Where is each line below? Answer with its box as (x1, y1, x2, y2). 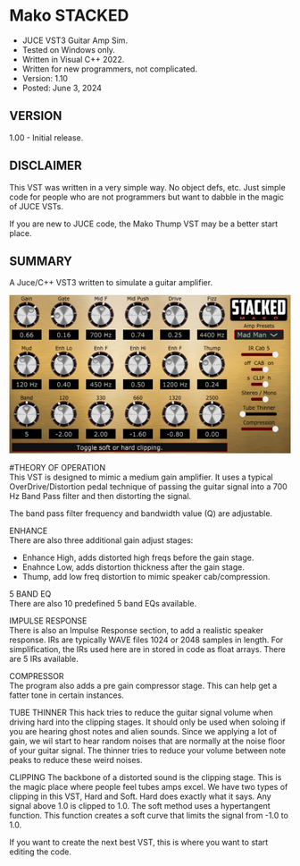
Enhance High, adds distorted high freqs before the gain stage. (21, 552, 254, 563)
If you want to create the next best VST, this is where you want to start (9, 836, 269, 847)
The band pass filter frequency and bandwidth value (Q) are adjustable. (9, 507, 273, 519)
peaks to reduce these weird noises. (9, 754, 143, 765)
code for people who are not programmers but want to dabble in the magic (9, 191, 284, 202)
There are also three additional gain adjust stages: (9, 534, 194, 546)
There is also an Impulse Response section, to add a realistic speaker (9, 624, 264, 635)
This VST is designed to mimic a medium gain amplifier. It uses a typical (9, 471, 274, 482)
